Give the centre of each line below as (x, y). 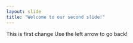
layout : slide (24, 11)
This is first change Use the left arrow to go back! (67, 34)
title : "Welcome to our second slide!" (56, 17)
